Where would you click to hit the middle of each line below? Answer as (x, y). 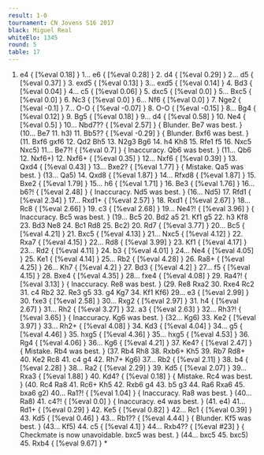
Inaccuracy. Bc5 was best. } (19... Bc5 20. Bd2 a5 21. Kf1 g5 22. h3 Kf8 (134, 217)
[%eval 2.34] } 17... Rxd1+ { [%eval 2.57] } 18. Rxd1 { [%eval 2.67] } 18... (135, 200)
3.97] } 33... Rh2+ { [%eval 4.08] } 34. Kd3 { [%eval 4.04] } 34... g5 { (131, 326)
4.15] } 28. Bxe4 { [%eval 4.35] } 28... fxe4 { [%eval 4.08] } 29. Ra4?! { (134, 276)
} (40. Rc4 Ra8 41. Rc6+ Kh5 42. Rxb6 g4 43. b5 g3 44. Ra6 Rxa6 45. (132, 384)
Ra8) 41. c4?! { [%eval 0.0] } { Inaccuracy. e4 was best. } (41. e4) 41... (132, 401)
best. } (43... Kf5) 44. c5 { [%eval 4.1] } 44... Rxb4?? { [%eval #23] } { (132, 426)
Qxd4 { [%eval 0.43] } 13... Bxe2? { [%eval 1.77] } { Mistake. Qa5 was (132, 167)
